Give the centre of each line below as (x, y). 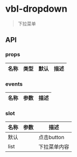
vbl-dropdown (36, 9)
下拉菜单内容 (54, 147)
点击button (52, 137)
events (14, 84)
